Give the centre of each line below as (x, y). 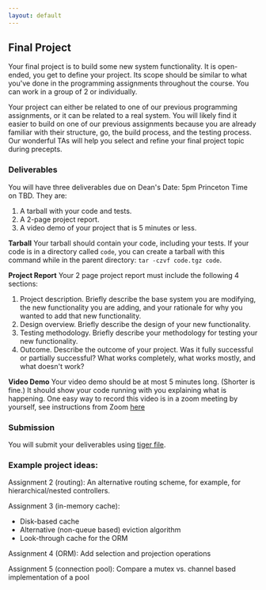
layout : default (35, 15)
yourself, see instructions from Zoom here (76, 407)
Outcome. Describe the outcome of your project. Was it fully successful (136, 349)
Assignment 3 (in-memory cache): (64, 506)
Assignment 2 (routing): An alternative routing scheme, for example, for (125, 482)
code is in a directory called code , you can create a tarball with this (117, 251)
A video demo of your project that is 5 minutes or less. (108, 227)
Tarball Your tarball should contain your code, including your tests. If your (129, 243)
